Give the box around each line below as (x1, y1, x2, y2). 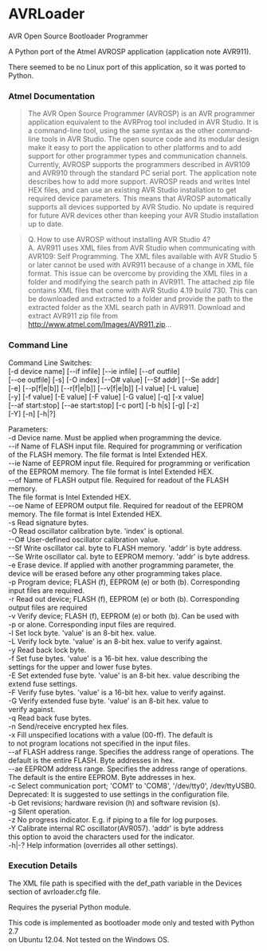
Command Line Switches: (8, 357, 92, 368)
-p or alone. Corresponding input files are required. (8, 619, 177, 629)
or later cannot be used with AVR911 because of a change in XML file (27, 261, 254, 270)
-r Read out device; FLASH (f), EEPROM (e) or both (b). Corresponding (8, 594, 240, 603)
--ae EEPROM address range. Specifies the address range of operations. (8, 764, 247, 774)
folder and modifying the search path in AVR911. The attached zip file (27, 277, 255, 287)
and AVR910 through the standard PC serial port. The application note (27, 169, 257, 178)
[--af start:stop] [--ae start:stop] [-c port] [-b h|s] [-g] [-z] (8, 400, 199, 410)
